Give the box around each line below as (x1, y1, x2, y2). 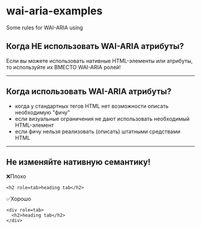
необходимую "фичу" (14, 109, 71, 116)
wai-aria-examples (6, 4, 103, 18)
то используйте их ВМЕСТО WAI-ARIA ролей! (6, 63, 121, 71)
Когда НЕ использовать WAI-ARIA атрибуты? (6, 41, 184, 51)
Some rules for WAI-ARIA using (6, 24, 83, 31)
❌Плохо (6, 173, 26, 180)
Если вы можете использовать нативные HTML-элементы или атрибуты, (6, 57, 193, 64)
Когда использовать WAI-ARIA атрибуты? (6, 87, 172, 97)
